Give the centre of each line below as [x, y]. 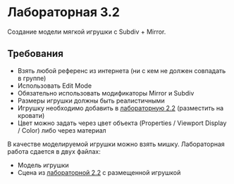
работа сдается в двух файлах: [54, 151]
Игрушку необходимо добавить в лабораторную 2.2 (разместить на [121, 108]
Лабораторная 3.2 [64, 12]
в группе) [32, 78]
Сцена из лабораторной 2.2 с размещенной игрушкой [99, 172]
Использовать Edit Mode [55, 86]
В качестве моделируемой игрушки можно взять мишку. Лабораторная [116, 144]
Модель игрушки [43, 165]
